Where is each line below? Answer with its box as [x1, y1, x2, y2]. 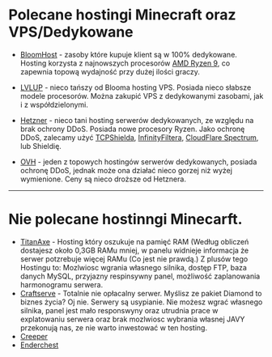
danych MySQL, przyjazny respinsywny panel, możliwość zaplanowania [19, 271, 261, 281]
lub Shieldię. [19, 141, 62, 151]
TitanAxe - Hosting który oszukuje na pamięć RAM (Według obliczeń [19, 236, 249, 246]
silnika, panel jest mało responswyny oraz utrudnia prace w [19, 305, 219, 315]
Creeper [19, 331, 49, 341]
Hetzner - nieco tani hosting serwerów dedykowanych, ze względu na [19, 115, 254, 125]
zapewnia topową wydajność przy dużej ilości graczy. [19, 66, 201, 76]
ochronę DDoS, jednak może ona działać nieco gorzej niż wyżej [19, 165, 233, 175]
